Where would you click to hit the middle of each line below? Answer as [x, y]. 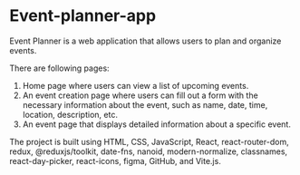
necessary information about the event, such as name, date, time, [145, 104]
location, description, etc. [70, 114]
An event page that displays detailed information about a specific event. [157, 124]
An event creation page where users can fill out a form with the [140, 95]
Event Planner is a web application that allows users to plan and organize [145, 41]
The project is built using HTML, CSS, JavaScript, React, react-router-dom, [149, 141]
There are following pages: [60, 68]
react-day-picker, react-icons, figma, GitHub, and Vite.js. [116, 160]
